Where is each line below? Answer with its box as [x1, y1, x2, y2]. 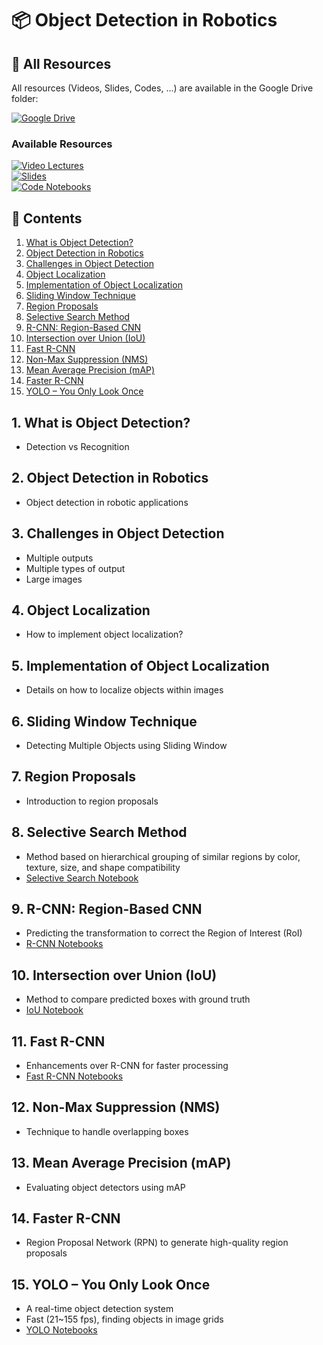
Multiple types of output [25, 562, 126, 574]
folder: [11, 93, 39, 104]
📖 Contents [11, 210, 83, 227]
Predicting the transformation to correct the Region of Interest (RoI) [25, 927, 303, 939]
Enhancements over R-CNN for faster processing [25, 1060, 229, 1072]
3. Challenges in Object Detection [11, 525, 225, 542]
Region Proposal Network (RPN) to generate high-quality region [25, 1237, 289, 1249]
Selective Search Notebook [25, 872, 139, 884]
